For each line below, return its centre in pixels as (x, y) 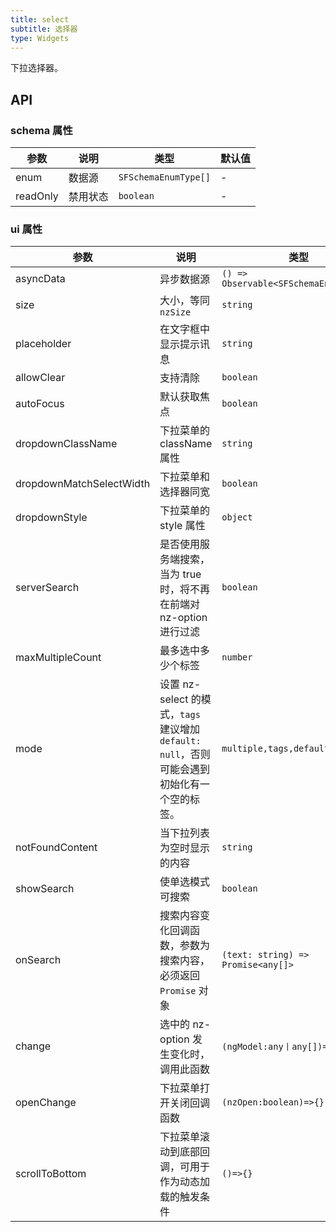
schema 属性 (41, 130)
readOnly (37, 196)
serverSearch (47, 588)
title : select (40, 19)
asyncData (40, 279)
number (237, 657)
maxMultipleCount (58, 658)
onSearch (38, 960)
